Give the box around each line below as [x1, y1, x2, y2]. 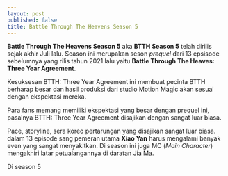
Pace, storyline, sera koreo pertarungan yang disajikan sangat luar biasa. [7, 127, 216, 136]
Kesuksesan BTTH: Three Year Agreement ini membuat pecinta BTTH [7, 78, 206, 86]
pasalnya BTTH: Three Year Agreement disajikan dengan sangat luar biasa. [7, 113, 222, 122]
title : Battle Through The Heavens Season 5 [7, 23, 138, 30]
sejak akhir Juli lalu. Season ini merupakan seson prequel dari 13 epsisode [7, 49, 220, 58]
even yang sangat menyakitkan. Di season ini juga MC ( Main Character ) [7, 142, 213, 150]
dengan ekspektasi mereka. [7, 93, 87, 101]
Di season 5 [7, 163, 42, 171]
